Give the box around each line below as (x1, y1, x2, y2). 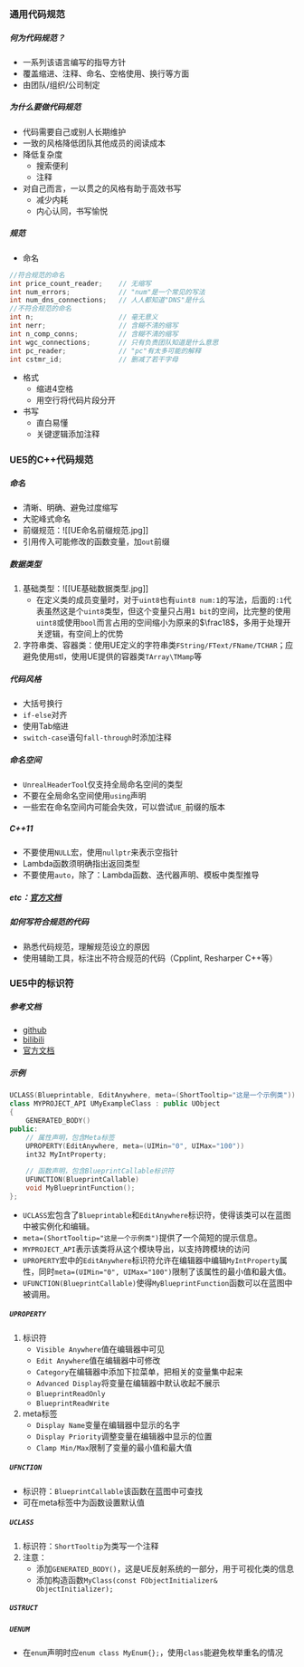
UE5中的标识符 (9, 977, 74, 990)
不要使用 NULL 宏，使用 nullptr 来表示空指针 (22, 847, 179, 857)
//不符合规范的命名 (9, 304, 72, 313)
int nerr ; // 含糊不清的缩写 (9, 321, 179, 331)
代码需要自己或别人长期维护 (22, 126, 127, 137)
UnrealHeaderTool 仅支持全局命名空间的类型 (22, 779, 184, 790)
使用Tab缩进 (22, 721, 70, 732)
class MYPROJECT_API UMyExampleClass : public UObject (9, 1099, 221, 1108)
